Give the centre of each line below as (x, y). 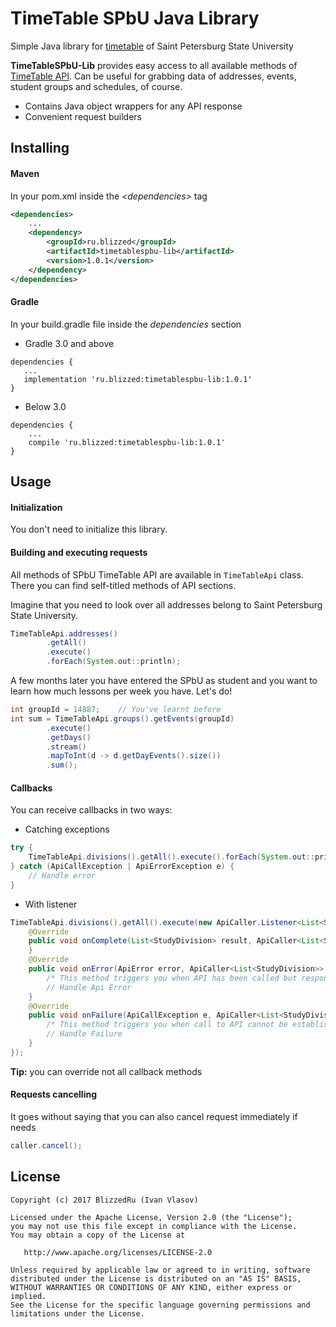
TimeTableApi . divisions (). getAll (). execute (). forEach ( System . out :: (171, 857)
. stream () (66, 747)
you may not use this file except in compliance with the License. (154, 1226)
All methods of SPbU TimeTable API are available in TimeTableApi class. (157, 574)
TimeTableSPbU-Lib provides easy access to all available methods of (154, 65)
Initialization (36, 507)
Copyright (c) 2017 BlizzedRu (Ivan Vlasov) (104, 1200)
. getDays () (69, 737)
